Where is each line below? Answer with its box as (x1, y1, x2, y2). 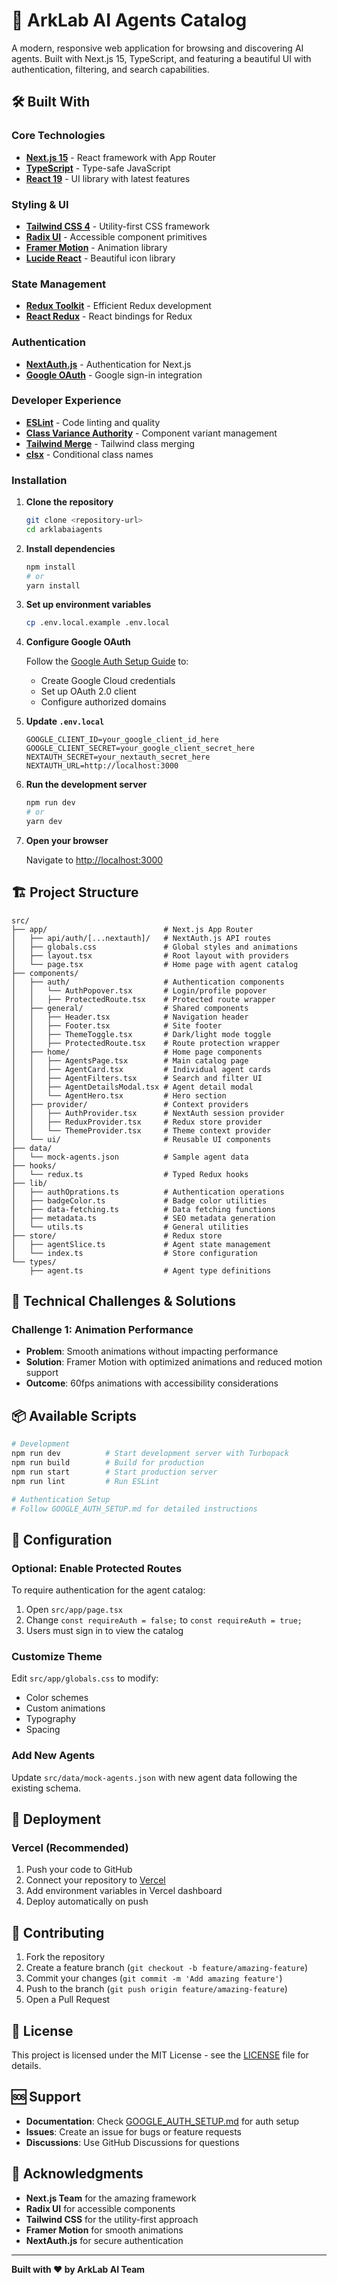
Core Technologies (11, 129, 106, 143)
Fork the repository (25, 1951, 106, 1963)
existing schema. (11, 1782, 82, 1794)
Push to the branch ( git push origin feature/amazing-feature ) (25, 1983, 288, 1995)
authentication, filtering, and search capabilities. (11, 63, 210, 75)
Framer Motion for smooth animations (25, 2224, 184, 2236)
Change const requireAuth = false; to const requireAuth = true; (25, 1614, 303, 1626)
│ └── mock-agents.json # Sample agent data (11, 1152, 249, 1162)
